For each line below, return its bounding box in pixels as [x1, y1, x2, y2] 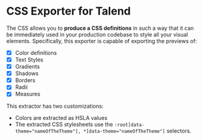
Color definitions [15, 49, 57, 56]
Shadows [15, 70, 39, 77]
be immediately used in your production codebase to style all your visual [6, 30, 189, 38]
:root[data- [114, 122, 145, 128]
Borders [15, 77, 35, 84]
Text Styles [15, 56, 44, 63]
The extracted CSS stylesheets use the [15, 121, 114, 128]
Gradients [15, 63, 40, 71]
